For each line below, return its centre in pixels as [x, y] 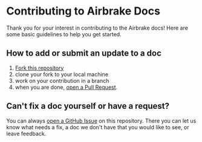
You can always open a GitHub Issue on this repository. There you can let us [101, 121]
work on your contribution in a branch [62, 80]
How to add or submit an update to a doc [84, 53]
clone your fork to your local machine [62, 74]
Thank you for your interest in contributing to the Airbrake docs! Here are [97, 28]
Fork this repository [39, 68]
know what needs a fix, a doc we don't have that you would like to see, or [98, 127]
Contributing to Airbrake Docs [83, 11]
